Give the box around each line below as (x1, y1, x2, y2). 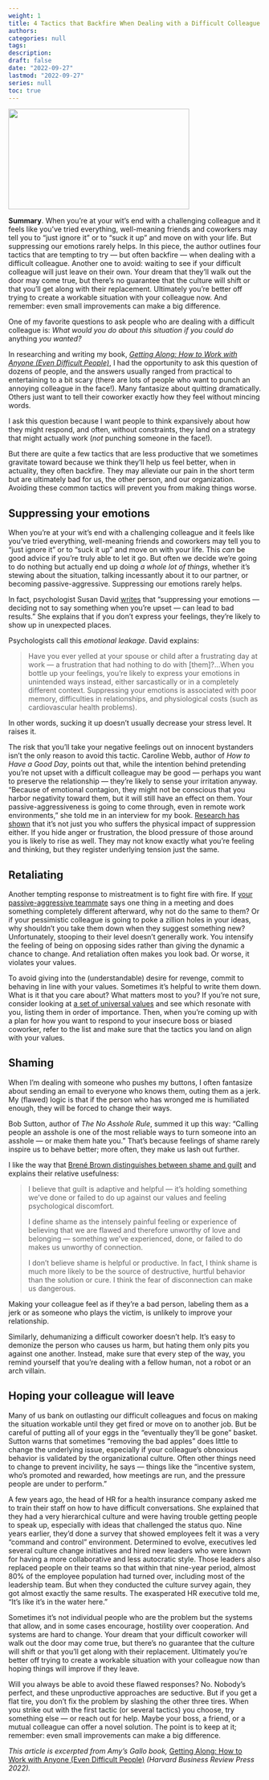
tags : (8, 42, 26, 50)
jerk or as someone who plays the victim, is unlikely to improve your (8, 1307, 233, 1317)
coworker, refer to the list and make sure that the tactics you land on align (8, 1025, 252, 1033)
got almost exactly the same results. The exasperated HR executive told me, (8, 1588, 260, 1598)
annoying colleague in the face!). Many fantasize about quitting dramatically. (8, 383, 262, 394)
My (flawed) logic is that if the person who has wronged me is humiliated (8, 1095, 250, 1104)
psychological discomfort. (27, 1201, 115, 1210)
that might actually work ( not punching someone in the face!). (8, 433, 213, 443)
